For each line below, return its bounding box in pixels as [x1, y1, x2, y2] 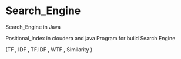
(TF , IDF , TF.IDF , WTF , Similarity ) [5, 46, 93, 53]
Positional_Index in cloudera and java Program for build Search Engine [5, 34, 176, 41]
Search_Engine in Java [5, 23, 61, 30]
